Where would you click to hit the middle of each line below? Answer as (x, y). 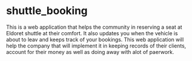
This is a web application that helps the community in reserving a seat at (94, 27)
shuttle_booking (47, 11)
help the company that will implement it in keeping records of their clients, (96, 46)
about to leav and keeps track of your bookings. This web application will (95, 39)
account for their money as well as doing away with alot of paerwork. (90, 52)
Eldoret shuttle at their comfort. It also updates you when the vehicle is (92, 33)
